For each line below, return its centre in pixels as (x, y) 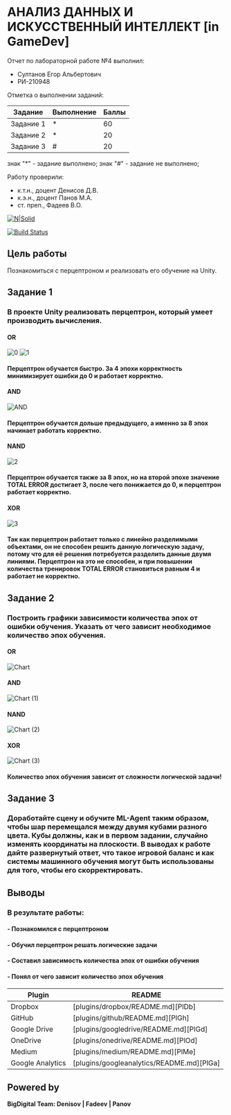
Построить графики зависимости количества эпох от (103, 618)
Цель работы (37, 254)
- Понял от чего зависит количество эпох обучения (85, 976)
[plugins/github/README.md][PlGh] (131, 1018)
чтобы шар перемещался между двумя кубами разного (107, 827)
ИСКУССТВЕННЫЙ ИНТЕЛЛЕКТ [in (113, 27)
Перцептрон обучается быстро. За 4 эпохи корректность (95, 368)
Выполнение (74, 112)
